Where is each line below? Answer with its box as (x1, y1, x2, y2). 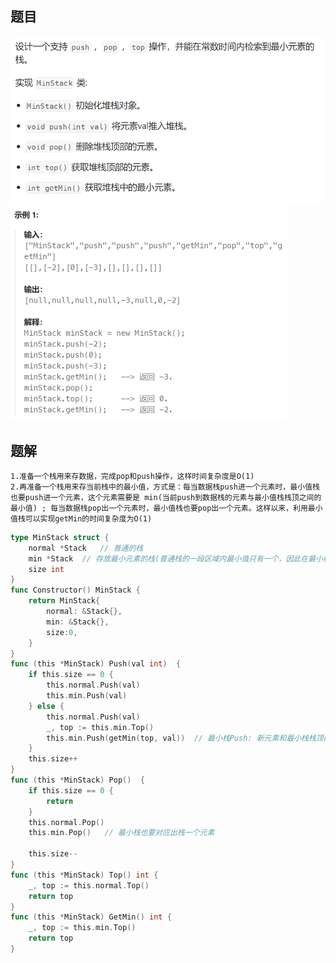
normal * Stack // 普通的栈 (28, 543, 144, 553)
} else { (28, 701, 65, 711)
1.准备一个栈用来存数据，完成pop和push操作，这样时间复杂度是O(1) (10, 471, 255, 481)
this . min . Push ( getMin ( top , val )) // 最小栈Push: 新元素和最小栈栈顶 (46, 733, 324, 743)
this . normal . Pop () (28, 817, 105, 827)
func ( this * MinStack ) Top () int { (10, 870, 159, 880)
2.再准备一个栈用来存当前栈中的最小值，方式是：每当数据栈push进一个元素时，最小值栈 (10, 482, 320, 492)
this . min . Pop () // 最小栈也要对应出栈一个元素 (28, 828, 215, 838)
